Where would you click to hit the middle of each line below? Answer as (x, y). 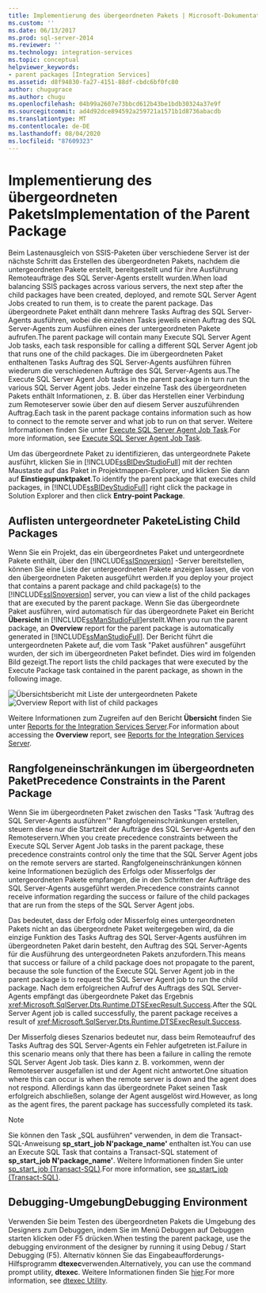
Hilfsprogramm (32, 1264)
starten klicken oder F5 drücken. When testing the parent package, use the (129, 1238)
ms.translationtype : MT (47, 119)
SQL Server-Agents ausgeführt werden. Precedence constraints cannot (124, 888)
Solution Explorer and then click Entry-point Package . (97, 496)
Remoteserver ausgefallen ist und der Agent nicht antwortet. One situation (128, 1071)
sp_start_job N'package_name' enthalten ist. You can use (157, 1144)
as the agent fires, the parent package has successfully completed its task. (131, 1105)
